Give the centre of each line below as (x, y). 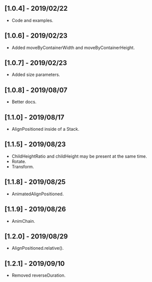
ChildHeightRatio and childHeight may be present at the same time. (79, 156)
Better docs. (24, 102)
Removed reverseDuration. (39, 275)
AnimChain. (23, 221)
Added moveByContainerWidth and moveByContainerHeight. (73, 47)
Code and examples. (32, 20)
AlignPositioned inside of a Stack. (45, 129)
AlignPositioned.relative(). (38, 248)
